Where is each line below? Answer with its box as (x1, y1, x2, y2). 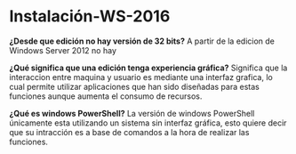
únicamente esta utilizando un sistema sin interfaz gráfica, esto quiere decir (9, 118, 287, 128)
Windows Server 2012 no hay (9, 45, 117, 55)
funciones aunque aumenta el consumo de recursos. (9, 91, 203, 101)
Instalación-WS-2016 (9, 6, 171, 27)
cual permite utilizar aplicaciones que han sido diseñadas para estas (9, 81, 260, 92)
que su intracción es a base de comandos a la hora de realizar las (9, 126, 250, 137)
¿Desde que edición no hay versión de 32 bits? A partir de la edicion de (9, 36, 276, 46)
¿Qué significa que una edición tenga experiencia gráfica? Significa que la (9, 62, 288, 73)
